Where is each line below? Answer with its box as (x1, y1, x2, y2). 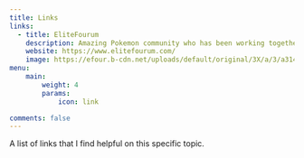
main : (25, 72, 47, 81)
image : (25, 55, 51, 64)
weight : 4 (42, 80, 79, 89)
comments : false (9, 114, 71, 123)
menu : (9, 64, 30, 73)
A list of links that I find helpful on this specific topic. (9, 138, 205, 149)
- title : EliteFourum (17, 30, 100, 39)
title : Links (9, 13, 59, 23)
